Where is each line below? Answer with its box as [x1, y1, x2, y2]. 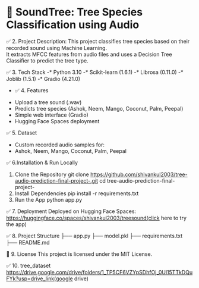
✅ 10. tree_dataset [6, 262, 51, 269]
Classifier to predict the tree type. [6, 57, 89, 64]
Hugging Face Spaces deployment [14, 117, 100, 124]
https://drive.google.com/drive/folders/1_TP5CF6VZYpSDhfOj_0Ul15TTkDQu [6, 268, 193, 276]
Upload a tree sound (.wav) [14, 98, 82, 106]
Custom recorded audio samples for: [14, 141, 105, 148]
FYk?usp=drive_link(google [6, 275, 73, 282]
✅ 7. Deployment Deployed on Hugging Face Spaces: [6, 208, 137, 215]
